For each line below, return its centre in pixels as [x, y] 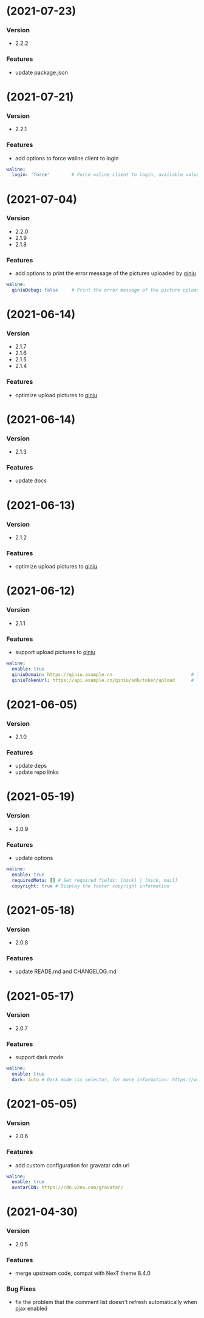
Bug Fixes [21, 1289]
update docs [31, 480]
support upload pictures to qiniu [55, 652]
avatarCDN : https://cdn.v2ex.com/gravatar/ [67, 1188]
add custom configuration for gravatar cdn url [72, 1165]
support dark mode [39, 1057]
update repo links [37, 772]
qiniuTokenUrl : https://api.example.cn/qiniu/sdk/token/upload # [103, 680]
